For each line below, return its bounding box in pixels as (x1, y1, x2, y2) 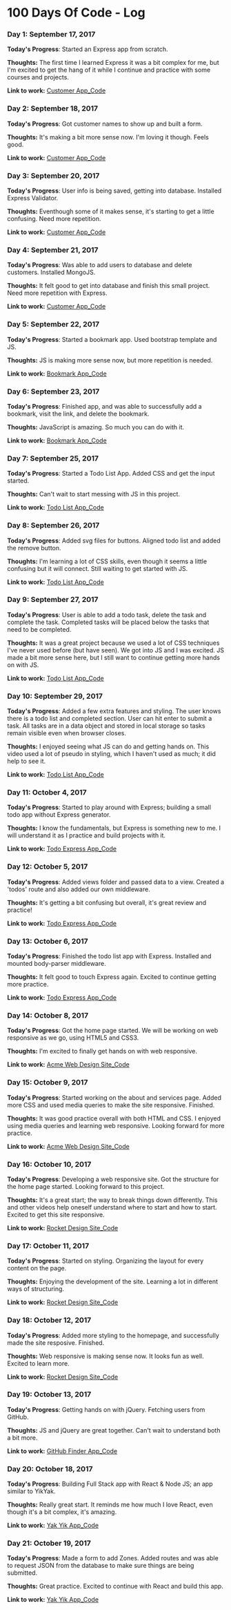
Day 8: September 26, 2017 (7, 521, 100, 530)
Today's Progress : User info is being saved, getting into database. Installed (7, 186, 222, 195)
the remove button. (7, 543, 61, 552)
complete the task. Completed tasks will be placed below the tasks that (7, 618, 210, 626)
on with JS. (7, 661, 39, 669)
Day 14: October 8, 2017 (7, 1010, 88, 1020)
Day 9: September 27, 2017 (7, 595, 99, 605)
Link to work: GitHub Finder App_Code (7, 1446, 118, 1455)
